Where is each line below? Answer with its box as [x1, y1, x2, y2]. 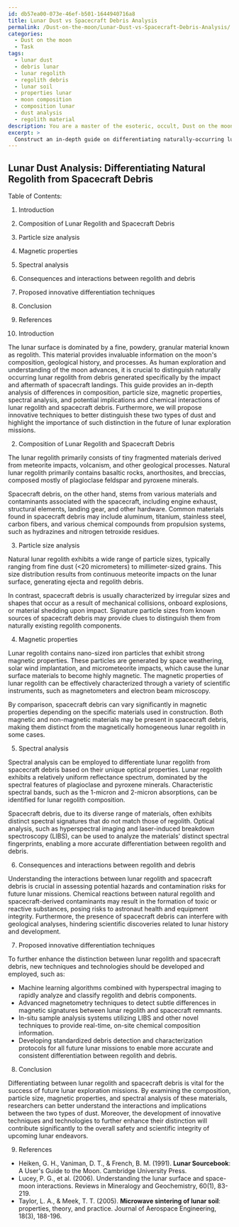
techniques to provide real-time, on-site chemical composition [18, 1021, 201, 1030]
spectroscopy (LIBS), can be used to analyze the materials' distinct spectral [8, 832, 229, 840]
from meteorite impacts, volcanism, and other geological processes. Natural [8, 461, 230, 470]
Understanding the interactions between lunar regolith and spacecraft [8, 875, 212, 883]
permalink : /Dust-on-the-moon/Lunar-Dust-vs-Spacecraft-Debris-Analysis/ [8, 23, 231, 30]
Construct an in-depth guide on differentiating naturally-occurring [14, 135, 224, 143]
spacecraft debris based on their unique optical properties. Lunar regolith [8, 765, 223, 774]
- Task [14, 43, 34, 50]
